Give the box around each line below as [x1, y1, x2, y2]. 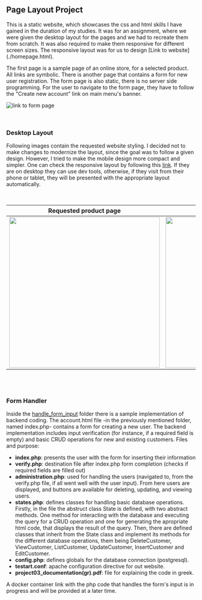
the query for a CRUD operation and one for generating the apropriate [14, 518, 188, 525]
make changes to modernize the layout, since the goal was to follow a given [6, 149, 194, 156]
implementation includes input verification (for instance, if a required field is [6, 430, 194, 437]
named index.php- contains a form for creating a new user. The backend [6, 423, 186, 430]
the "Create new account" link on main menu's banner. [6, 90, 142, 97]
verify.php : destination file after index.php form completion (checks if [14, 460, 188, 467]
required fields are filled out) [14, 467, 86, 474]
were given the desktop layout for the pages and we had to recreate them [6, 33, 188, 41]
